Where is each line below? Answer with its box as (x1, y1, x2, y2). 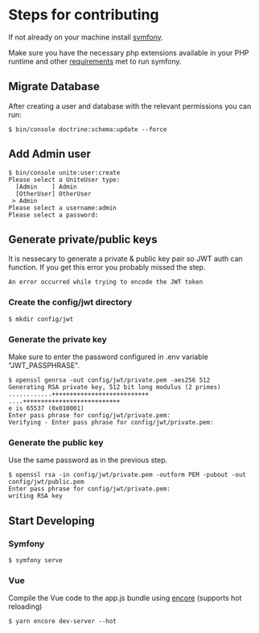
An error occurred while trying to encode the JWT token (8, 278, 203, 287)
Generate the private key (8, 333, 107, 345)
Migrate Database (8, 80, 101, 93)
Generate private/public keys (8, 232, 158, 246)
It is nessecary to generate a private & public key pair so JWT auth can (8, 254, 243, 263)
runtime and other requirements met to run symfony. (8, 56, 183, 66)
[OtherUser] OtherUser (15, 189, 92, 198)
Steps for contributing (8, 6, 159, 24)
